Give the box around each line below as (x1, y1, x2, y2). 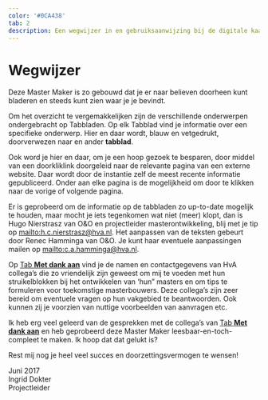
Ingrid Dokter (8, 374, 52, 384)
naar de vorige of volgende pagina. (8, 186, 124, 196)
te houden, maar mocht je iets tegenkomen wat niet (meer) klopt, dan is (8, 210, 243, 220)
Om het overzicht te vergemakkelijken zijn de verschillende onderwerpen (8, 111, 249, 121)
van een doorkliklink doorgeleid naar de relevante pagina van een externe (8, 161, 250, 170)
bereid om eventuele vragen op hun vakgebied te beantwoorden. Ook (8, 294, 238, 304)
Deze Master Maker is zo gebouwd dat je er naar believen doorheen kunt (8, 87, 248, 97)
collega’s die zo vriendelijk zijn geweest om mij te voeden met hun (8, 269, 226, 278)
